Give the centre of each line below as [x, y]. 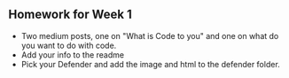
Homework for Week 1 [70, 15]
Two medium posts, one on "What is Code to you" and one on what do [150, 35]
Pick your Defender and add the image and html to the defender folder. [150, 64]
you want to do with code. [69, 45]
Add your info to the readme [73, 55]
